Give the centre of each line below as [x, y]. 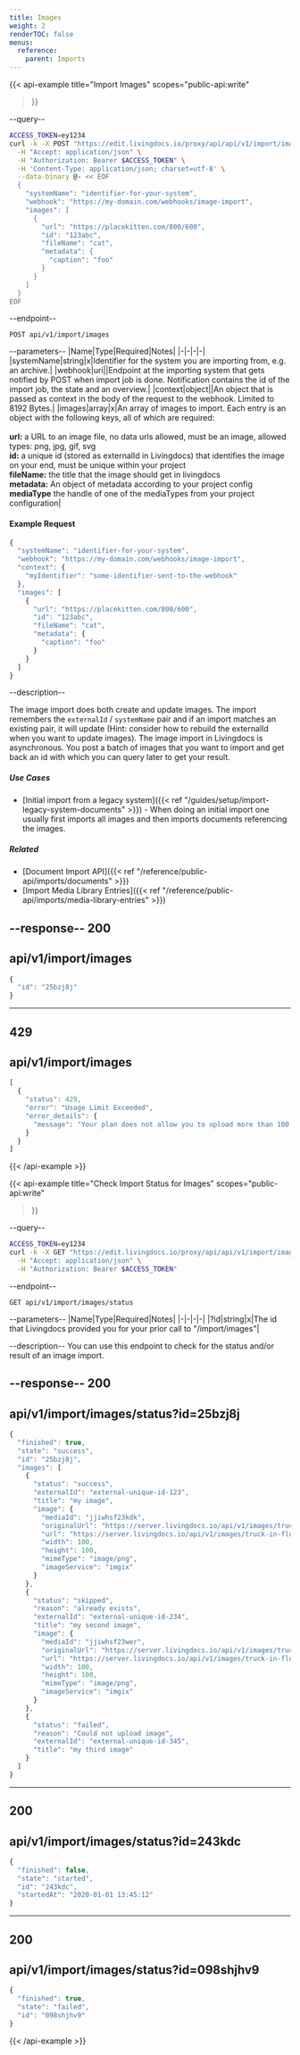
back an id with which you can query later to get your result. [120, 757]
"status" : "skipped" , [73, 1600]
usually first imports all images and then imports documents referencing [154, 819]
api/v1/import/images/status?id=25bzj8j [125, 1413]
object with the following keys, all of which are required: [112, 418]
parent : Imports [56, 59]
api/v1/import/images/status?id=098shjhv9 [134, 1970]
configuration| [35, 503]
